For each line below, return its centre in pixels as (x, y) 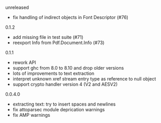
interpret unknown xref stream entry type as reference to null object (84, 79)
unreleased (17, 7)
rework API (24, 63)
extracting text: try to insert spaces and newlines (64, 104)
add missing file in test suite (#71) (48, 37)
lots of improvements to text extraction (53, 73)
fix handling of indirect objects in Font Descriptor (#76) (71, 17)
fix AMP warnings (31, 115)
